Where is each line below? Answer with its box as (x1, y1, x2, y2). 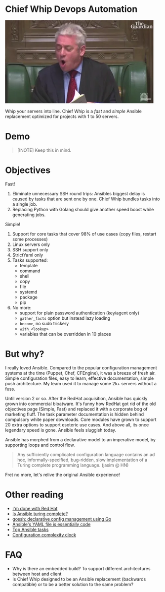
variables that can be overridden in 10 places (19, 331, 111, 337)
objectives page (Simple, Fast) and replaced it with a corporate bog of (5, 406, 148, 412)
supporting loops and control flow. (5, 442, 75, 448)
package (19, 294, 38, 300)
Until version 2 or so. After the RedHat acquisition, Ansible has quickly (5, 395, 148, 401)
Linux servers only (12, 241, 50, 247)
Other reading (5, 489, 64, 500)
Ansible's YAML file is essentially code (12, 521, 91, 527)
